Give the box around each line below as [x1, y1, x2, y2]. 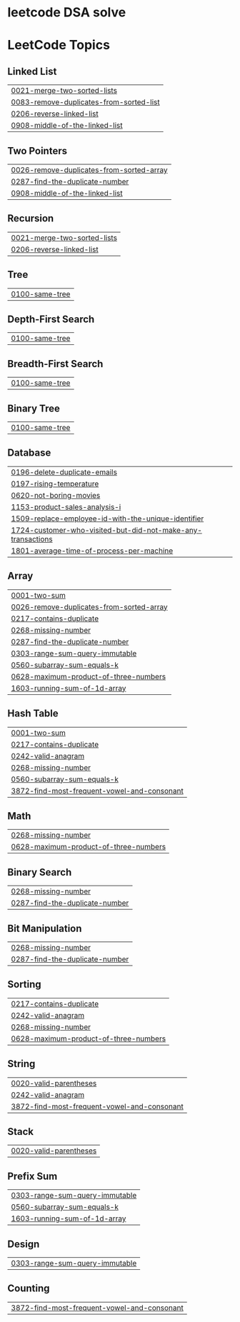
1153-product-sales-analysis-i [11, 501, 121, 511]
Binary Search [7, 866, 72, 878]
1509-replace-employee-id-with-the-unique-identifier [11, 514, 204, 524]
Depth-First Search [7, 314, 95, 326]
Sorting [7, 978, 41, 991]
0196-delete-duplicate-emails [11, 467, 118, 477]
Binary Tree [7, 402, 61, 414]
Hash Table [7, 708, 59, 720]
